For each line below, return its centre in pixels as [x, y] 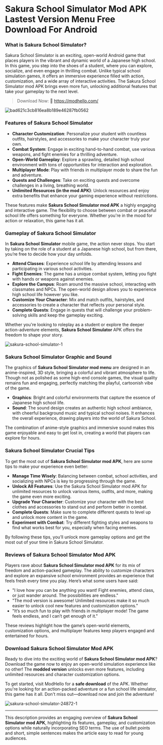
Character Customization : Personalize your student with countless [79, 133]
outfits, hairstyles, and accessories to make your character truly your [81, 139]
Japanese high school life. [38, 403]
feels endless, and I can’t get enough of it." [55, 616]
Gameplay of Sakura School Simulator [50, 233]
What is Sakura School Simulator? [46, 45]
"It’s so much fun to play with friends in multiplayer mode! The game [80, 611]
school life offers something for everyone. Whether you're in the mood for [79, 215]
